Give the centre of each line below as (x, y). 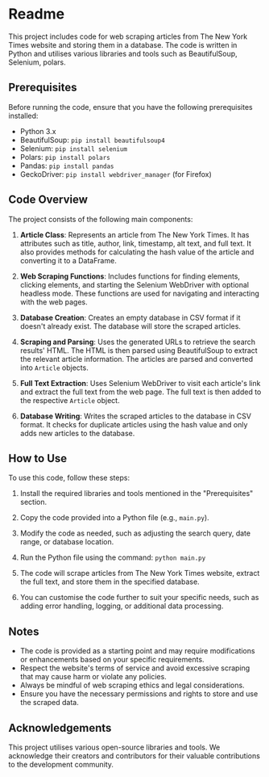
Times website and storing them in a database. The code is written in (123, 44)
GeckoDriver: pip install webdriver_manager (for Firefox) (116, 174)
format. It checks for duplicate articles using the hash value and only (134, 424)
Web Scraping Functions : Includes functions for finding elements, (130, 276)
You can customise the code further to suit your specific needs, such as (139, 598)
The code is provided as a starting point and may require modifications (137, 651)
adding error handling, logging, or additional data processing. (122, 606)
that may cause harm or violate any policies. (93, 677)
